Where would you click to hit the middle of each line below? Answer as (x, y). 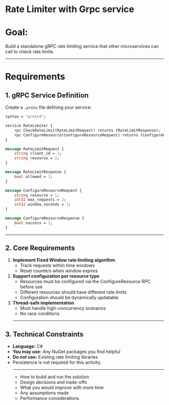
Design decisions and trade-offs (53, 382)
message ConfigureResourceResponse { (45, 218)
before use (31, 287)
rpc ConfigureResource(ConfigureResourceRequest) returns (76, 135)
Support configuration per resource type (56, 276)
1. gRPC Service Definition (47, 95)
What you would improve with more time (62, 388)
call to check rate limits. (30, 52)
